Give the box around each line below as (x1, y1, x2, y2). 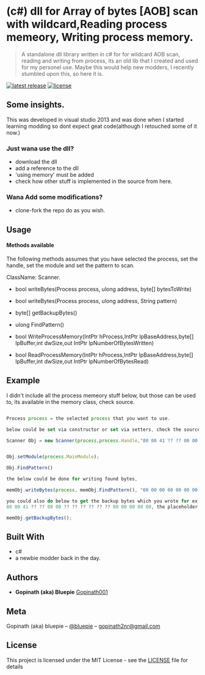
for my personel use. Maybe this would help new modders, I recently (21, 63, 194, 71)
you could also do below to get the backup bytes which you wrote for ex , (6, 498, 201, 504)
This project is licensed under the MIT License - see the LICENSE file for (6, 656, 188, 663)
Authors (6, 572, 38, 583)
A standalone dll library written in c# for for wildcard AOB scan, (21, 50, 181, 58)
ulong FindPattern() (15, 321, 65, 328)
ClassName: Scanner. (6, 274, 61, 281)
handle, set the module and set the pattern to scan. (6, 261, 135, 269)
